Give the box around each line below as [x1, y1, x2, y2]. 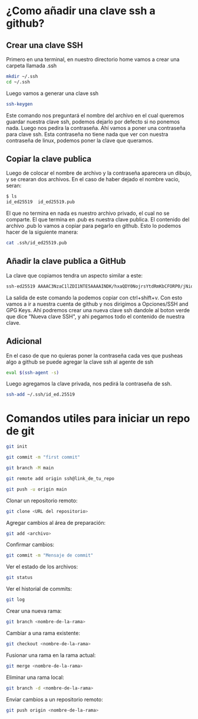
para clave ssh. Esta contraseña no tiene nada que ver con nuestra [6, 130, 169, 138]
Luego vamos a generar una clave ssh [6, 90, 99, 97]
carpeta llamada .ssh [6, 62, 57, 69]
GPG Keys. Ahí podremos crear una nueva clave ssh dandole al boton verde [6, 306, 190, 313]
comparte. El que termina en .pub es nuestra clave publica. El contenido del [6, 216, 190, 223]
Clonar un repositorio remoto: [6, 497, 78, 504]
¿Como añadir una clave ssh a [6, 4, 156, 18]
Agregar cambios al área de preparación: [6, 519, 106, 526]
